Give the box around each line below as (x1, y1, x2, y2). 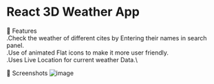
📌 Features (6, 27, 37, 35)
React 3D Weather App (6, 4, 140, 20)
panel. (6, 41, 25, 49)
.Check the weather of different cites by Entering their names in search (6, 33, 207, 42)
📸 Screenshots (6, 69, 48, 77)
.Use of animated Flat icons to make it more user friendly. (6, 48, 169, 57)
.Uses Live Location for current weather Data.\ (6, 55, 138, 64)
